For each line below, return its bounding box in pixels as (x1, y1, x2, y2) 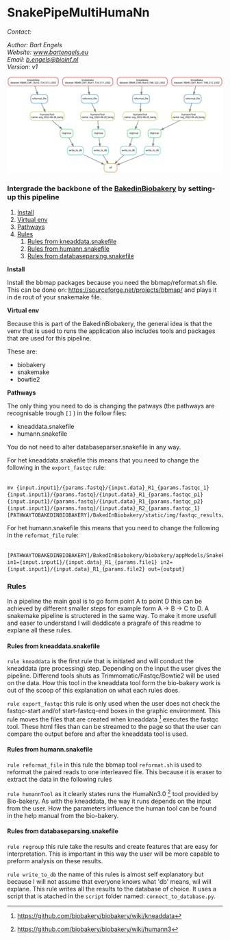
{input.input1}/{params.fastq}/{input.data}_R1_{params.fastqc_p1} (7, 491, 204, 498)
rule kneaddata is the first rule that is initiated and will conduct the (7, 657, 194, 665)
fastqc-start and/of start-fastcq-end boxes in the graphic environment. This (7, 707, 221, 715)
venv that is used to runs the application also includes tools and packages (7, 327, 216, 335)
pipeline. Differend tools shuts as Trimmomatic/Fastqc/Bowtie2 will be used (7, 671, 220, 680)
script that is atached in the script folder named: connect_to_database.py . (7, 892, 216, 900)
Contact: (7, 27, 32, 36)
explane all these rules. (7, 626, 73, 634)
